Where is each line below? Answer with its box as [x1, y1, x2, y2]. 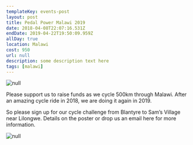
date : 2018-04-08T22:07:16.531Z [6, 25, 85, 31]
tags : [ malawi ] [6, 63, 44, 70]
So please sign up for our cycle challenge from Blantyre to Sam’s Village [6, 108, 181, 116]
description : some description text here [6, 58, 109, 64]
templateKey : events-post [6, 8, 69, 15]
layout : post [6, 14, 38, 20]
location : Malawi [6, 42, 49, 48]
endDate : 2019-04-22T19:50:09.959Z [6, 31, 94, 37]
